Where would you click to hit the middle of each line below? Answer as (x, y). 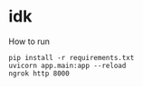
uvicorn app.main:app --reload (67, 65)
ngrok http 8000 (39, 74)
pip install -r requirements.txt (71, 57)
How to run (29, 41)
